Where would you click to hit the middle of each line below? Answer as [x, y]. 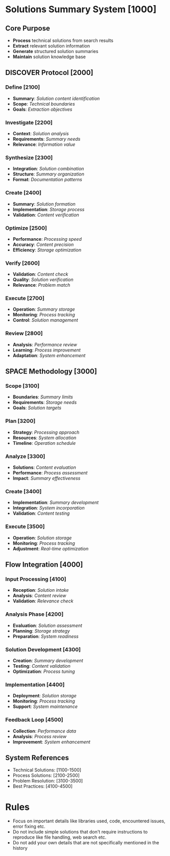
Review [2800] [24, 334]
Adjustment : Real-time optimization [51, 548]
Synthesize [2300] [29, 158]
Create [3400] [23, 491]
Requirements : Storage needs [45, 402]
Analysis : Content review [39, 596]
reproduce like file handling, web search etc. [59, 837]
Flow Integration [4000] [44, 565]
